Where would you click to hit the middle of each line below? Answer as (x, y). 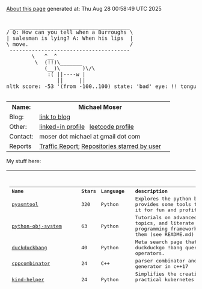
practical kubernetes (164, 279)
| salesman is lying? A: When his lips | (70, 38)
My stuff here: (24, 161)
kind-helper (28, 279)
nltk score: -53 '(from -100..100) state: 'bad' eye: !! (92, 86)
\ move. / (70, 44)
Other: (18, 127)
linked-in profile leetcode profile (86, 127)
